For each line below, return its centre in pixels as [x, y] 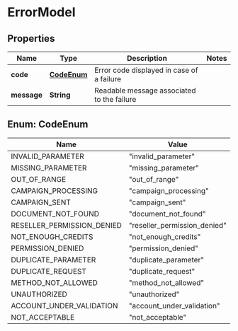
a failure [108, 79]
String [60, 95]
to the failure [115, 99]
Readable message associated [145, 91]
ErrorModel [41, 12]
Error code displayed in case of [146, 70]
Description [147, 58]
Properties [31, 39]
